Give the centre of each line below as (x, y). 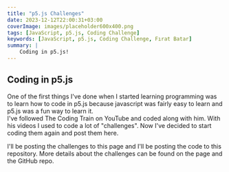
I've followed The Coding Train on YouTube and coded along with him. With (114, 118)
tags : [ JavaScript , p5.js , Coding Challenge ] (73, 33)
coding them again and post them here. (63, 133)
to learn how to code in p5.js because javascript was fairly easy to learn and (115, 103)
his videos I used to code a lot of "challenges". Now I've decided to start (109, 125)
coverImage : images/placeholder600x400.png (70, 26)
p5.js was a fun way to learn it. (51, 111)
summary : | (23, 45)
